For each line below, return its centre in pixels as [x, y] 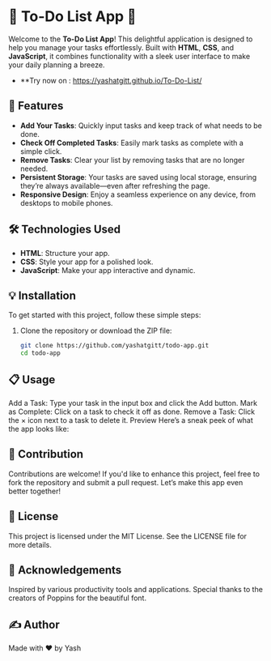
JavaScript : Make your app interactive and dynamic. [108, 270]
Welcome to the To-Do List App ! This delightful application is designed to [131, 39]
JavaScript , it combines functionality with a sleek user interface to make [129, 56]
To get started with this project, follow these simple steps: [105, 315]
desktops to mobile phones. [66, 203]
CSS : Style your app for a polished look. [87, 262]
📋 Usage [32, 380]
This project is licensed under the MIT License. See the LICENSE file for [128, 536]
